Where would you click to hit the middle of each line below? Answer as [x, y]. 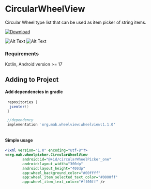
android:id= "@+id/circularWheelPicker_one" [67, 159]
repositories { [22, 102]
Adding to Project [32, 79]
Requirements [22, 53]
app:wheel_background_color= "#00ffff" [61, 173]
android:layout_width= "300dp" [53, 164]
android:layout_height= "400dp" [54, 168]
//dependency [20, 120]
